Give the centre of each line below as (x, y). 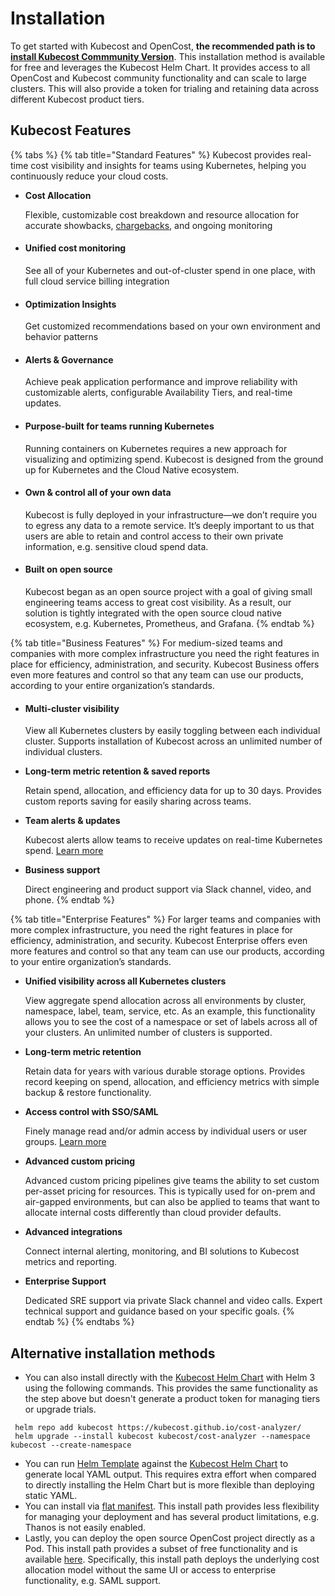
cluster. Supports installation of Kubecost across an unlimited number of (173, 741)
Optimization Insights (70, 304)
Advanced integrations (73, 1232)
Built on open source (68, 569)
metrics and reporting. (71, 1262)
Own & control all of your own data (98, 493)
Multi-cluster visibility (72, 708)
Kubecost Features (71, 130)
